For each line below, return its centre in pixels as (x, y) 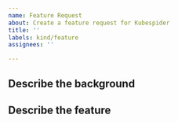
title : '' (24, 30)
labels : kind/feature (44, 37)
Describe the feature (60, 110)
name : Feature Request (45, 15)
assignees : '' (31, 45)
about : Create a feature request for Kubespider (89, 23)
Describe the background (72, 83)
